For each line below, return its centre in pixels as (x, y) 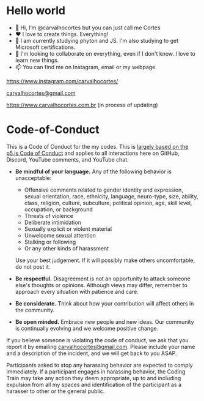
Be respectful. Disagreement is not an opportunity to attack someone (103, 279)
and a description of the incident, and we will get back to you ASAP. (92, 353)
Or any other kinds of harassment (66, 248)
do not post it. (33, 266)
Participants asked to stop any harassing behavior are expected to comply (100, 365)
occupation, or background (59, 209)
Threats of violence (49, 215)
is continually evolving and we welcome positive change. (87, 328)
